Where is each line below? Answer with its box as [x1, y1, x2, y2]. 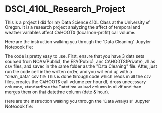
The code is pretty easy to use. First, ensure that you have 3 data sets [5, 53, 145, 59]
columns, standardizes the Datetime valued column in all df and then [5, 84, 142, 89]
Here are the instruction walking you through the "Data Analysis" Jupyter [5, 98, 150, 104]
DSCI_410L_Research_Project [5, 3, 126, 14]
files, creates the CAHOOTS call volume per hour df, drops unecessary [5, 78, 146, 85]
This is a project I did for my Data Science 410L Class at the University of [5, 19, 150, 25]
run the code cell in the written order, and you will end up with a [5, 68, 132, 74]
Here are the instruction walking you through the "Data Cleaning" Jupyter [5, 38, 151, 44]
